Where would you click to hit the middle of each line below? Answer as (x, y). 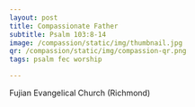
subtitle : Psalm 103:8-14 (58, 34)
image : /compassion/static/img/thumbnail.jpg (96, 43)
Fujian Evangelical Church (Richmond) (80, 93)
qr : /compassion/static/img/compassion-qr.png (98, 51)
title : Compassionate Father (64, 26)
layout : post (34, 18)
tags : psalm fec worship (56, 59)
